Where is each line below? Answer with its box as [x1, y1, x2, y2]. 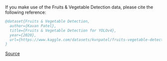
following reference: [5, 9, 46, 15]
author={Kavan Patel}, [9, 23, 57, 29]
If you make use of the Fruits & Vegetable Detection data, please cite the [5, 4, 153, 10]
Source [5, 51, 20, 57]
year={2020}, [9, 32, 37, 37]
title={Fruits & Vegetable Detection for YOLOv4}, [9, 28, 117, 33]
